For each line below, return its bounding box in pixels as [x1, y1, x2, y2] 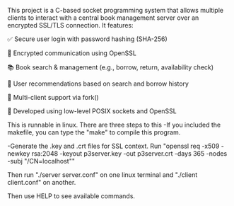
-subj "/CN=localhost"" [7, 157, 76, 165]
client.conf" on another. [7, 178, 76, 186]
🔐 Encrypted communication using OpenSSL [7, 49, 136, 57]
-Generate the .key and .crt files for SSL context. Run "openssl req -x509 [7, 142, 220, 150]
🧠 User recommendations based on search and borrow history [7, 79, 189, 88]
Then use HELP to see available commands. [7, 192, 136, 200]
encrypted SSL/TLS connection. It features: [7, 21, 134, 29]
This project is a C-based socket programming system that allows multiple [7, 6, 224, 14]
